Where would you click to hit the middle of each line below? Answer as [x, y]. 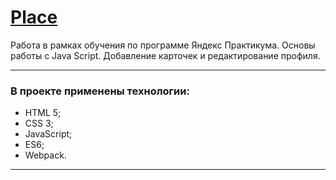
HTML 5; [43, 113]
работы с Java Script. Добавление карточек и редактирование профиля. [165, 55]
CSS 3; [39, 123]
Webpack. [45, 155]
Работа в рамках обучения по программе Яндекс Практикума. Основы [163, 45]
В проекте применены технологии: [100, 91]
